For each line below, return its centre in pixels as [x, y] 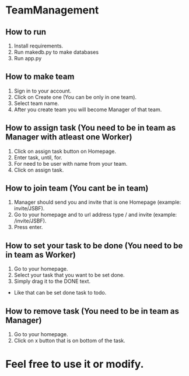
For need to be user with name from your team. [71, 163]
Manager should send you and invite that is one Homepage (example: [97, 202]
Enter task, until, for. [38, 157]
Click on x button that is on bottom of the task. [70, 341]
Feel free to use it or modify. [75, 364]
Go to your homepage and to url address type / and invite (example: [95, 215]
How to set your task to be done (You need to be [94, 246]
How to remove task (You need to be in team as [92, 311]
